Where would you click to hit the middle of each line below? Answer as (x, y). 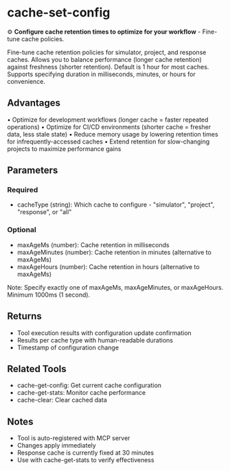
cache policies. (43, 38)
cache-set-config (59, 13)
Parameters (33, 171)
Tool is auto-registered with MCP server (73, 438)
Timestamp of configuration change (68, 347)
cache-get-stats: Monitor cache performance (81, 393)
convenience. (26, 81)
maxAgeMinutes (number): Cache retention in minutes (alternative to (114, 252)
